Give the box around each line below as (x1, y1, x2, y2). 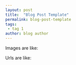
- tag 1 (7, 26, 24, 31)
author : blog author (5, 31, 49, 36)
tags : (5, 21, 17, 27)
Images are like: (5, 45, 39, 51)
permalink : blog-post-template (5, 17, 71, 22)
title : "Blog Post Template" (5, 12, 69, 17)
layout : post (5, 7, 33, 13)
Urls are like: (5, 55, 31, 61)
